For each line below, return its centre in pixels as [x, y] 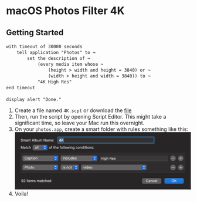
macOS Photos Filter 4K [65, 11]
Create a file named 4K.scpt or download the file [73, 110]
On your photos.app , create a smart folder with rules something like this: [101, 129]
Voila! [21, 193]
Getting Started [35, 33]
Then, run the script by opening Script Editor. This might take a [90, 117]
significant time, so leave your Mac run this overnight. [79, 123]
